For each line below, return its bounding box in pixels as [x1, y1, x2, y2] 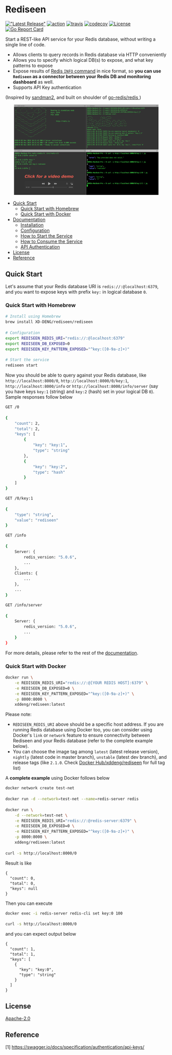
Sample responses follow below [5, 394, 73, 400]
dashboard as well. [12, 79, 54, 85]
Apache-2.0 [5, 1015, 31, 1022]
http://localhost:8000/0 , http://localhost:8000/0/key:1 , [5, 378, 129, 384]
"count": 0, [10, 875, 36, 881]
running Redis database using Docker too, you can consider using [12, 727, 152, 733]
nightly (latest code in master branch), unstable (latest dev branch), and [12, 754, 167, 760]
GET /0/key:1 [5, 496, 33, 501]
